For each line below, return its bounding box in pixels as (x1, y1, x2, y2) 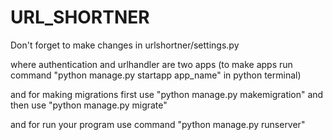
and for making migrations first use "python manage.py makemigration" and (10, 88, 324, 100)
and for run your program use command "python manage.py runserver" (10, 118, 306, 130)
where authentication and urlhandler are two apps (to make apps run (10, 58, 293, 70)
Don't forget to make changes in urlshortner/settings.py (10, 39, 240, 51)
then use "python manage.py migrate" (10, 99, 168, 111)
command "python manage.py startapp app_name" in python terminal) (10, 69, 302, 81)
